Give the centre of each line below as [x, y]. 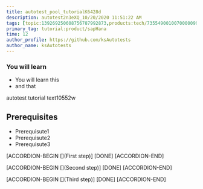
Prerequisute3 [33, 144]
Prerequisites [32, 117]
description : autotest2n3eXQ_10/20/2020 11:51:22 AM [74, 18]
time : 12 [17, 34]
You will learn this [37, 80]
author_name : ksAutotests [39, 46]
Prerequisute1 [32, 131]
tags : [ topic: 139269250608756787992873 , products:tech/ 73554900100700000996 [104, 23]
